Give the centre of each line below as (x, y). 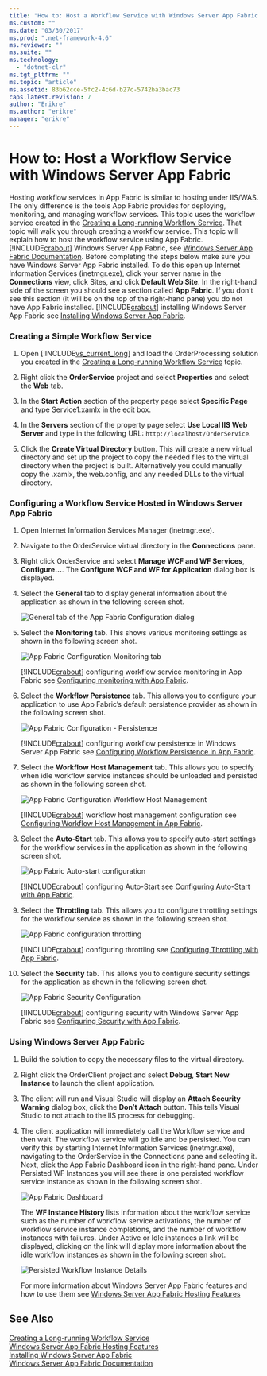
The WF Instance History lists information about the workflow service (135, 1212)
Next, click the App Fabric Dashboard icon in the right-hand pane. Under (139, 1165)
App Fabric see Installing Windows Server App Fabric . (97, 316)
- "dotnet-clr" (41, 68)
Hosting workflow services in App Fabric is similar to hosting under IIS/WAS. (134, 197)
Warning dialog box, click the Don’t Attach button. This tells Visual (130, 1107)
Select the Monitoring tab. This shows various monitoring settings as (134, 633)
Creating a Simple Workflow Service (80, 336)
